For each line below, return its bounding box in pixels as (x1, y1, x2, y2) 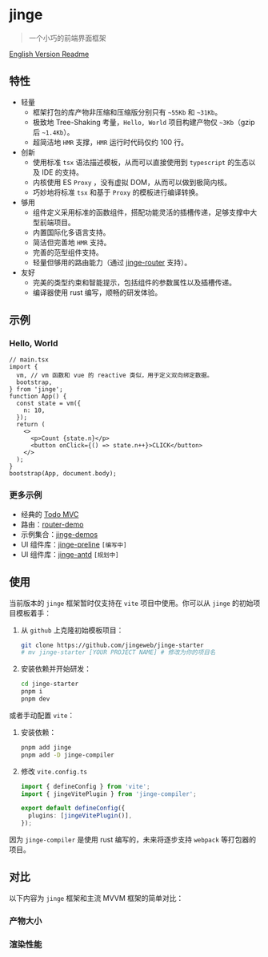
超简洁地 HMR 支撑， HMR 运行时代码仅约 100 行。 (32, 137, 189, 147)
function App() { (9, 393, 67, 401)
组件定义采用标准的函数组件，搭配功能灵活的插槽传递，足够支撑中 (32, 207, 250, 217)
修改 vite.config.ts (20, 766, 87, 776)
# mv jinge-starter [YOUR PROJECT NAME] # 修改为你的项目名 (20, 648, 216, 656)
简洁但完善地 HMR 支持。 (32, 237, 111, 247)
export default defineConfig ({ (20, 804, 126, 813)
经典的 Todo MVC (20, 509, 79, 519)
